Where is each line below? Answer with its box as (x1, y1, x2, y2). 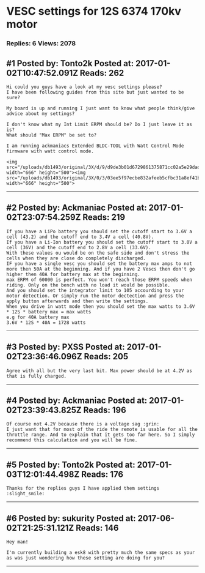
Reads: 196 (83, 405, 126, 415)
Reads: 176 (81, 469, 124, 479)
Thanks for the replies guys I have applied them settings (6, 485, 160, 492)
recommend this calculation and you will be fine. (6, 437, 138, 443)
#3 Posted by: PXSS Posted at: (6, 342, 125, 353)
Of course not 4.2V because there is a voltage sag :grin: (6, 421, 160, 427)
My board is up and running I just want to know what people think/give (6, 105, 195, 111)
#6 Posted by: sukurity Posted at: (6, 513, 136, 523)
